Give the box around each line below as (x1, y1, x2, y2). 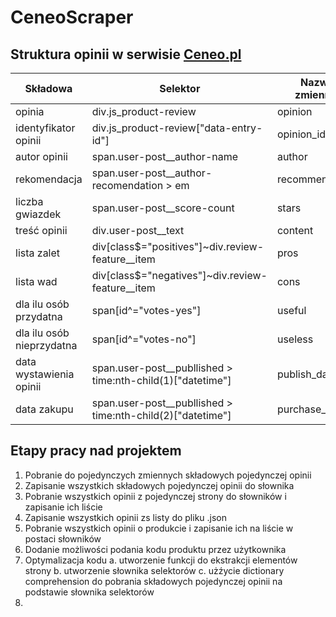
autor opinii (15, 150, 68, 163)
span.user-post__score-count (91, 201, 235, 215)
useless (276, 332, 314, 346)
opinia (15, 105, 45, 118)
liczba (15, 195, 44, 208)
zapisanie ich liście (24, 501, 103, 513)
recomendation (91, 179, 164, 192)
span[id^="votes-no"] (91, 332, 197, 346)
